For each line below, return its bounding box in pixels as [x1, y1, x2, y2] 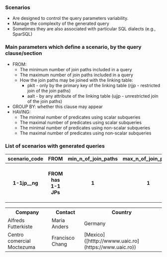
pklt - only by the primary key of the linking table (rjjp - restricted [27, 82, 161, 88]
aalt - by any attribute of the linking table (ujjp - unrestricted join [27, 93, 159, 99]
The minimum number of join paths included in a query [19, 66, 132, 72]
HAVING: [12, 109, 31, 115]
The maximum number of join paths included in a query [19, 72, 133, 78]
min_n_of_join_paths [68, 155, 118, 162]
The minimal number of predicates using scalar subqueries [19, 114, 141, 120]
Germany [83, 220, 106, 227]
